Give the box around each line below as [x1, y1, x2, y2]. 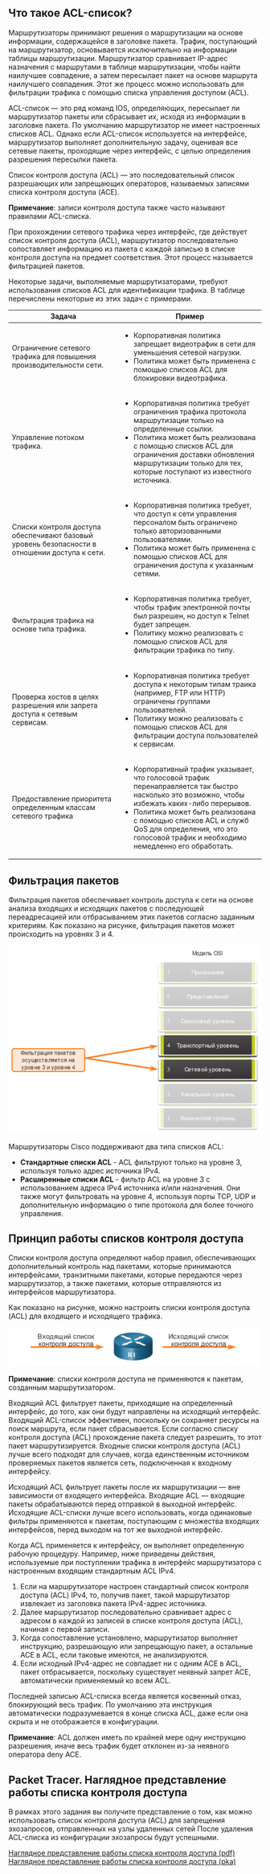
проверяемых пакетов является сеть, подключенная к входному [8, 1458, 232, 1468]
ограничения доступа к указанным [133, 561, 254, 570]
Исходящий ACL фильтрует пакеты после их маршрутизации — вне [8, 1482, 241, 1492]
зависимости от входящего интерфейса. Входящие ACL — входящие [8, 1491, 245, 1501]
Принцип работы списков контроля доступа [8, 1232, 244, 1246]
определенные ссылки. [133, 424, 215, 434]
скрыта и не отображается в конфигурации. [8, 1717, 160, 1727]
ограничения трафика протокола [133, 406, 247, 417]
